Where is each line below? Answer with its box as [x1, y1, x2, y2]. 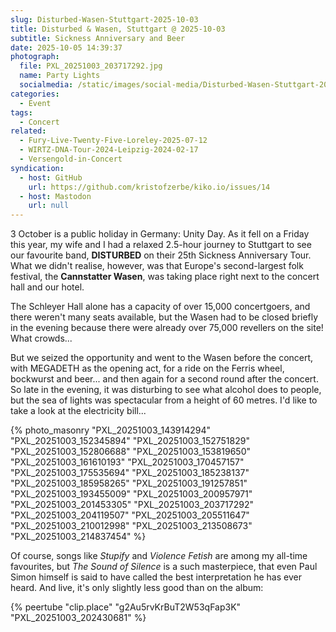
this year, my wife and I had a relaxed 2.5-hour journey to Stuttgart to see [10, 239, 312, 251]
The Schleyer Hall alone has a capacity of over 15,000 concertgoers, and [10, 301, 311, 313]
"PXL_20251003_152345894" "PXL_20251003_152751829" [10, 435, 250, 447]
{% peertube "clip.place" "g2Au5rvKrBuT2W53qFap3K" [10, 601, 242, 613]
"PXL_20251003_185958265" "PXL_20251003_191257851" [10, 477, 248, 490]
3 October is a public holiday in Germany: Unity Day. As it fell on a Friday [10, 228, 310, 240]
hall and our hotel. [10, 281, 85, 293]
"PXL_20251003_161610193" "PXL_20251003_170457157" [10, 456, 245, 468]
